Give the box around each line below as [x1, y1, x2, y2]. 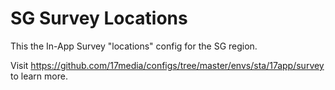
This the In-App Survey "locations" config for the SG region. [10, 40, 258, 52]
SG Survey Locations [10, 7, 188, 30]
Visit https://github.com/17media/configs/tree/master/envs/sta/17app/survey [10, 59, 325, 71]
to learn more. [10, 70, 68, 82]
